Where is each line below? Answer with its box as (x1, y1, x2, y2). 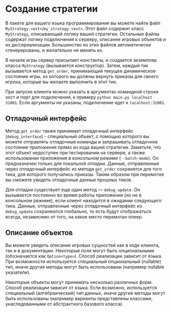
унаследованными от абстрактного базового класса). (5, 301, 124, 307)
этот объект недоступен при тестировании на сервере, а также (5, 149, 145, 156)
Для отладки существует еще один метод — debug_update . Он (5, 186, 140, 193)
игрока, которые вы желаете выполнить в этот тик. (5, 79, 118, 85)
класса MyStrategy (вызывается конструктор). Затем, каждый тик (5, 62, 148, 68)
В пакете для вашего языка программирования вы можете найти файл (5, 20, 161, 26)
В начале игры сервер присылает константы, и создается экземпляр (5, 57, 157, 63)
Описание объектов (5, 228, 73, 237)
